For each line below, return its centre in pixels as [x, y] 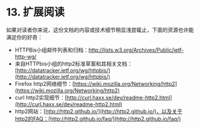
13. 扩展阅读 [35, 12]
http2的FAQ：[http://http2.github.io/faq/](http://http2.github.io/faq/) [98, 118]
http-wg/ [26, 57]
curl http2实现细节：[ [41, 97]
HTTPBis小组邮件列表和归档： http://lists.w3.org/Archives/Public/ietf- [99, 50]
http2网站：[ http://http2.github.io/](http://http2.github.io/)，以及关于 [99, 111]
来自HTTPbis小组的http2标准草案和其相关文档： [74, 64]
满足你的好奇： [24, 37]
